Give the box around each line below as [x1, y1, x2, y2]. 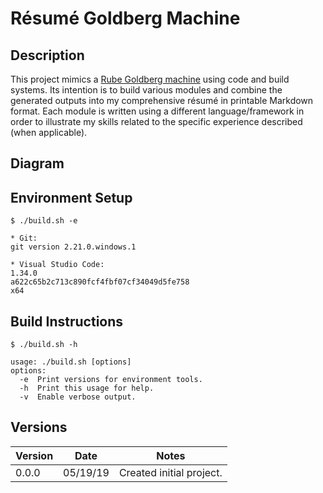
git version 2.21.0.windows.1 [10, 242, 137, 252]
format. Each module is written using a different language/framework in [10, 105, 305, 117]
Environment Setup [10, 189, 133, 206]
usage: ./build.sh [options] [10, 357, 132, 367]
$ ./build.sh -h [10, 340, 78, 350]
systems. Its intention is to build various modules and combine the [10, 84, 283, 96]
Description [10, 47, 85, 64]
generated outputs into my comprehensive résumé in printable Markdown [10, 95, 314, 106]
